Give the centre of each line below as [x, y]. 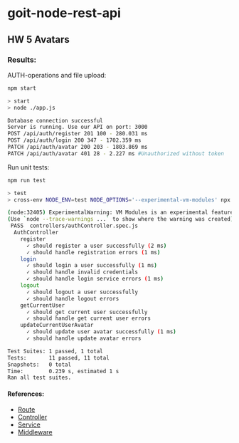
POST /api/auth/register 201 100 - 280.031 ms [78, 134]
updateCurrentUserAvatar [57, 325]
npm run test [27, 180]
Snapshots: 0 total [39, 365]
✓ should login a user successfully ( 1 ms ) [92, 266]
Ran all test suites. [39, 378]
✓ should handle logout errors [73, 298]
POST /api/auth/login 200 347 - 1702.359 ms [74, 140]
